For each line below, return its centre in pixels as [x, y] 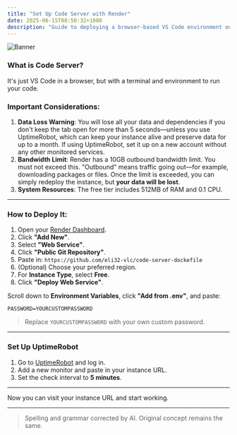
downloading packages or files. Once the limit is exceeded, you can [116, 174]
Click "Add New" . [43, 237]
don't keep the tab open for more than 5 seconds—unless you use [114, 129]
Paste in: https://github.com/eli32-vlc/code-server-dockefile [110, 260]
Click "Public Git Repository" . [61, 252]
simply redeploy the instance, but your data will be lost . [99, 181]
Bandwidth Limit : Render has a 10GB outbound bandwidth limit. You [116, 159]
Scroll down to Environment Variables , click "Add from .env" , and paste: [114, 296]
